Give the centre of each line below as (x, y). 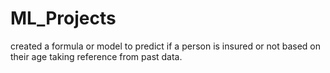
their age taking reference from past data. (96, 56)
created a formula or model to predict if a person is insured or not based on (165, 46)
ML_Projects (63, 18)
